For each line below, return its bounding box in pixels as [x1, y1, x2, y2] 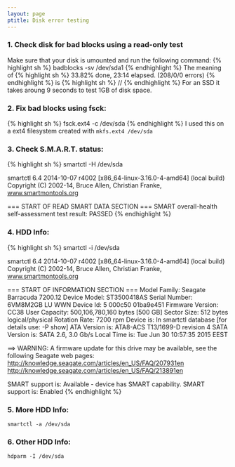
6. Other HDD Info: [7, 437, 72, 447]
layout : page [7, 10, 46, 18]
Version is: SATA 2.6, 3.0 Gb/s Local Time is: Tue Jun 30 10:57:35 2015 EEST [7, 330, 228, 338]
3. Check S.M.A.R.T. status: [7, 145, 104, 154]
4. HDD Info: [7, 228, 50, 237]
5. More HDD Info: [7, 404, 69, 414]
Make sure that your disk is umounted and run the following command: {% [7, 55, 222, 64]
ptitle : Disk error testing [7, 17, 90, 24]
